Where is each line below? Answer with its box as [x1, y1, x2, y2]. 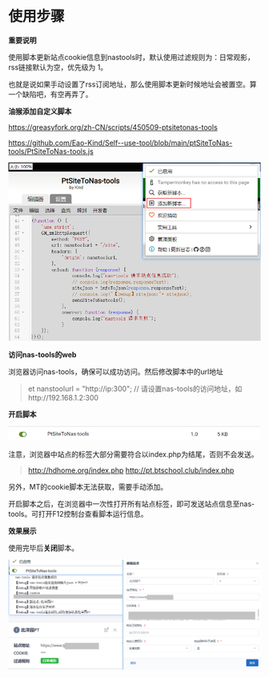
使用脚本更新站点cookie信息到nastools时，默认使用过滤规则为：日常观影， [8, 52, 255, 62]
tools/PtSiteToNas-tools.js [8, 146, 94, 156]
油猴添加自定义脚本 [8, 106, 72, 116]
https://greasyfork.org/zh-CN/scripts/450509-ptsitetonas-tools [8, 122, 218, 132]
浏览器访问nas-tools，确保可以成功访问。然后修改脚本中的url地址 [8, 367, 224, 377]
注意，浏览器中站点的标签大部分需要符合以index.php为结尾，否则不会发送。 [8, 449, 259, 459]
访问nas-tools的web [8, 350, 77, 360]
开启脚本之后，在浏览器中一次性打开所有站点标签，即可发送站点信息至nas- [8, 499, 255, 509]
